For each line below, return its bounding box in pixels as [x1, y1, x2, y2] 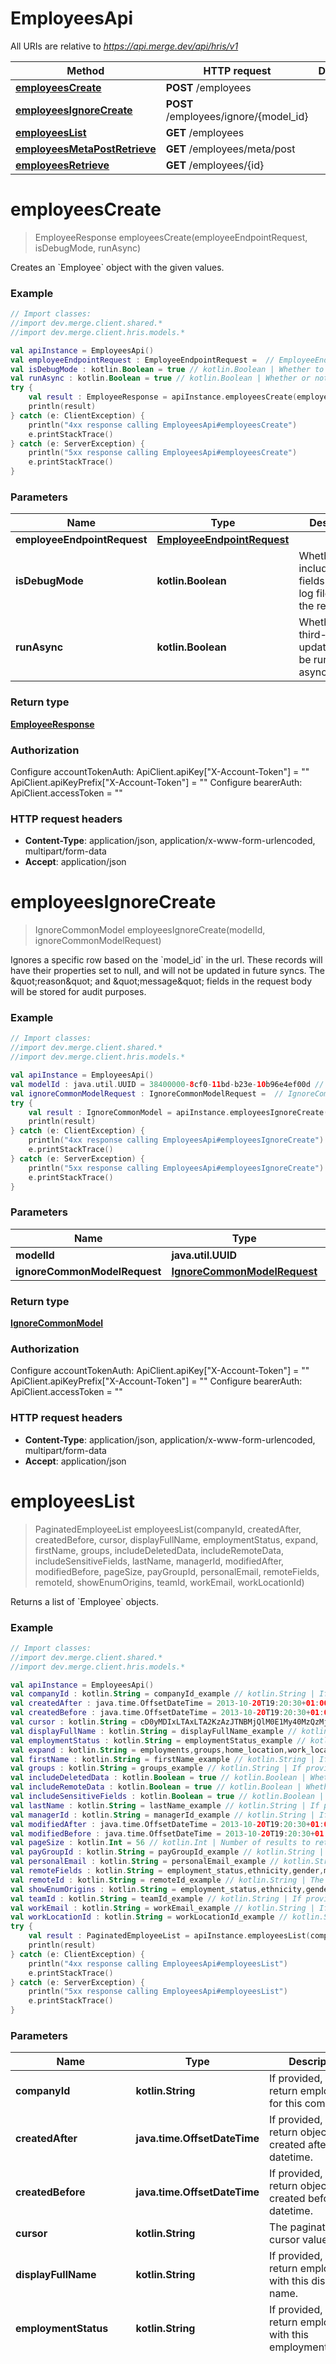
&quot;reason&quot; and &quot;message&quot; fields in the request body [10, 975, 313, 987]
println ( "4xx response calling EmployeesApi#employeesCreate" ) [28, 420, 298, 430]
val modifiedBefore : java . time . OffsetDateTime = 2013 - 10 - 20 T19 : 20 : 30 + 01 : [10, 1828, 329, 1839]
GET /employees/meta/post [165, 142, 296, 156]
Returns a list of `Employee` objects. [10, 1595, 159, 1607]
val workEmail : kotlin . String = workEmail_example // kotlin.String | [10, 1903, 315, 1913]
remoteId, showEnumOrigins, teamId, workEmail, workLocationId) [34, 1576, 305, 1588]
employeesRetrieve [15, 158, 110, 172]
